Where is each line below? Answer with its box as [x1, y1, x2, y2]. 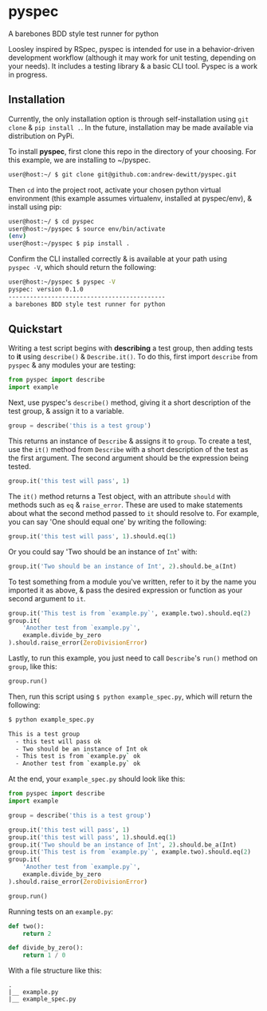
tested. [8, 462, 32, 471]
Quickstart [8, 323, 63, 336]
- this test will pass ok [15, 737, 102, 745]
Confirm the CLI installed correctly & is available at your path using [8, 254, 227, 264]
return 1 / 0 [22, 951, 66, 960]
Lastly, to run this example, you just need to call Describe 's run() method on [8, 653, 258, 663]
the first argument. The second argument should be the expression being [8, 454, 249, 463]
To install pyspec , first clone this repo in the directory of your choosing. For [8, 146, 257, 156]
